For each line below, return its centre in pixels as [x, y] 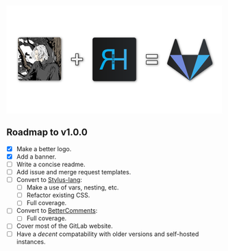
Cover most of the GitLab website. [65, 226]
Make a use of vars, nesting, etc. [73, 187]
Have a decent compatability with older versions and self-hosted [107, 234]
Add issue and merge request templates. [74, 172]
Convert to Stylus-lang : [49, 180]
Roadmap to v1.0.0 [47, 132]
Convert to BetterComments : [57, 211]
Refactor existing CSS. [58, 195]
